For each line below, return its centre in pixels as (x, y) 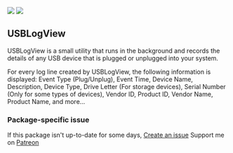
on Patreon (23, 142)
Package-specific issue (48, 119)
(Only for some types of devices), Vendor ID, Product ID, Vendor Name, (110, 94)
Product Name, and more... (46, 101)
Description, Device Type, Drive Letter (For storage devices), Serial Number (116, 86)
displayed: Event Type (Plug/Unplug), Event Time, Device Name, (100, 79)
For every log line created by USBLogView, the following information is (109, 72)
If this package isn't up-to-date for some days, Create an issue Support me (116, 135)
